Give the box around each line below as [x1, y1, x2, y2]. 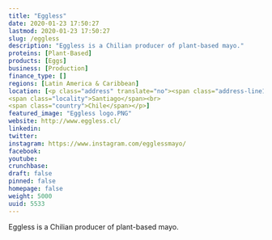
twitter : [8, 132, 38, 140]
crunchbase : [8, 162, 49, 171]
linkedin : [8, 124, 42, 133]
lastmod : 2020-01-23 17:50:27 [8, 27, 111, 35]
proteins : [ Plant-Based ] [8, 49, 92, 57]
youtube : [8, 154, 38, 162]
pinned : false [8, 177, 57, 186]
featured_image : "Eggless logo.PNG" [8, 110, 132, 118]
